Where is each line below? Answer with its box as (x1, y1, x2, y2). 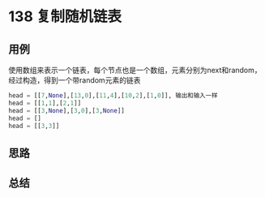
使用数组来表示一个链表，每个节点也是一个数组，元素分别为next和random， (8, 66, 262, 75)
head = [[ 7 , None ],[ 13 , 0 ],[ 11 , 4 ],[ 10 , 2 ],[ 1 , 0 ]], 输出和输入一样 (8, 92, 218, 100)
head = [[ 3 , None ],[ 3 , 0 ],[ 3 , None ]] (8, 106, 126, 114)
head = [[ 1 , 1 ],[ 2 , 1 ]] (8, 99, 82, 107)
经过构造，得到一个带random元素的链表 (8, 75, 141, 85)
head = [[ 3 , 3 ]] (8, 122, 60, 130)
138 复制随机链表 (8, 7, 122, 26)
